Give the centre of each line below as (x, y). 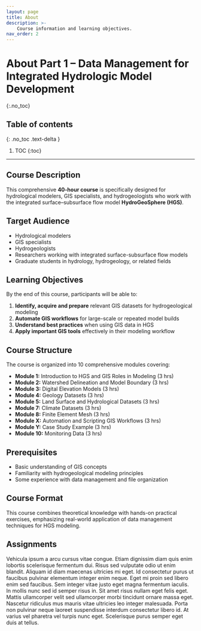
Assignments (32, 544)
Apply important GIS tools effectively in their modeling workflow (95, 331)
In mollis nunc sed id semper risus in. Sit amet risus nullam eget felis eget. (97, 590)
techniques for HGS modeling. (43, 526)
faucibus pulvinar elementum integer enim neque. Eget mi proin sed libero (97, 578)
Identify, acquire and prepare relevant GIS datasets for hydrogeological (103, 306)
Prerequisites (32, 452)
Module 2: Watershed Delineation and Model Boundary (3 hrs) (92, 383)
